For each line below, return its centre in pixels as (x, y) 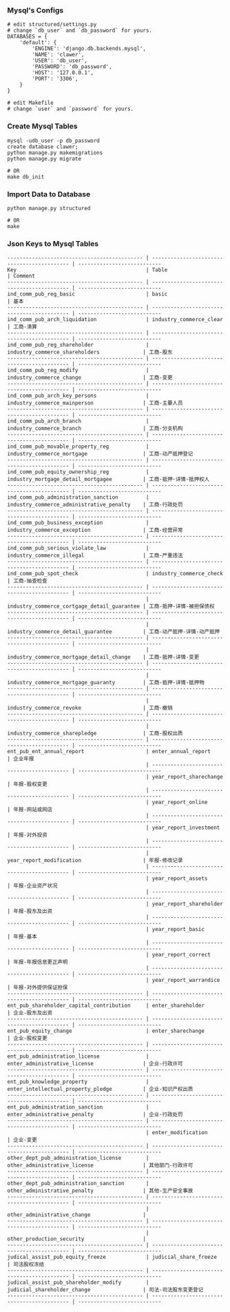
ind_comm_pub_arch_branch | (78, 421)
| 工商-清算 (22, 327)
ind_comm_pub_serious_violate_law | (78, 549)
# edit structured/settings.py (52, 25)
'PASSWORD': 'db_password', (72, 67)
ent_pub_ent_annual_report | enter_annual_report (109, 752)
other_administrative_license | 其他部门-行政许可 (100, 1166)
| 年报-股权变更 (27, 784)
